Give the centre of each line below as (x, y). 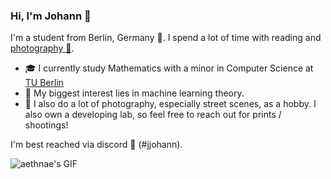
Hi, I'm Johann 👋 (51, 16)
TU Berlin (44, 83)
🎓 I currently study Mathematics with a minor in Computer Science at (169, 68)
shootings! (46, 125)
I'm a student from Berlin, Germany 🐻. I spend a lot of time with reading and (166, 38)
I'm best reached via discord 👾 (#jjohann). (96, 145)
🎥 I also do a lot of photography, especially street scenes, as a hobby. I (170, 104)
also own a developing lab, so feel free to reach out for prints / (153, 115)
